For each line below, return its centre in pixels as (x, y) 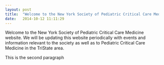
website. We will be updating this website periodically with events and (75, 38)
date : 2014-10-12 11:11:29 (35, 19)
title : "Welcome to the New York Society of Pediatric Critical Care (78, 14)
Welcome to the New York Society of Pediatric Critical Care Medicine (74, 33)
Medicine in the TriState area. (35, 48)
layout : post (18, 10)
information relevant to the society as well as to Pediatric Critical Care (75, 43)
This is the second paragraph (35, 58)
